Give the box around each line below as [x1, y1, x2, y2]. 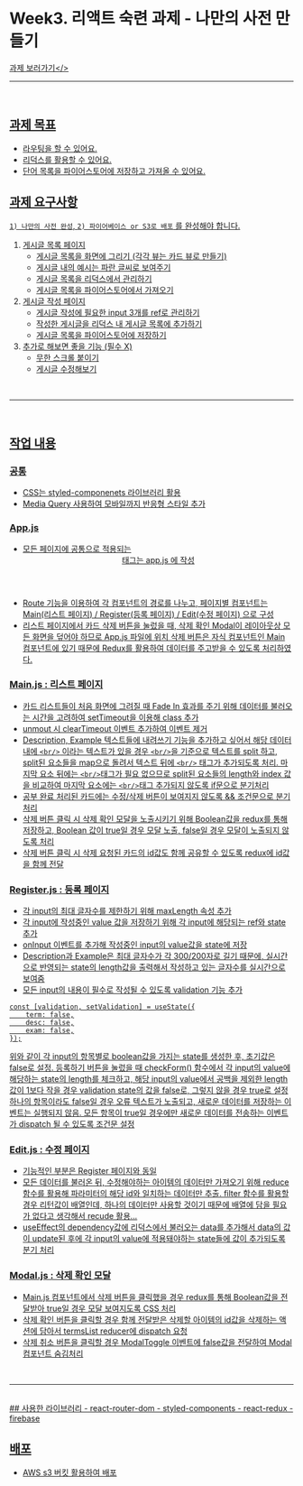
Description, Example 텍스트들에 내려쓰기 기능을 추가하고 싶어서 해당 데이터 [22, 734, 292, 745]
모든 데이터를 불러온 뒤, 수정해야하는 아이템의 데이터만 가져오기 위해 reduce [22, 1177, 289, 1187]
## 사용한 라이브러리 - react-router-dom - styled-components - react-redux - [9, 1402, 294, 1413]
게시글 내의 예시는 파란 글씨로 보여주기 [35, 262, 171, 272]
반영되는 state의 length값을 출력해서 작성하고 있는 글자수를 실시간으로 [39, 962, 286, 973]
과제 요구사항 [9, 195, 78, 210]
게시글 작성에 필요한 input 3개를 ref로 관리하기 [35, 307, 200, 318]
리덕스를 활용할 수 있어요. [22, 154, 113, 165]
